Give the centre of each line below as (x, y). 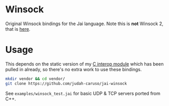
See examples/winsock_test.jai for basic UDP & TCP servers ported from (83, 93)
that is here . (18, 29)
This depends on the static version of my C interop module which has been (84, 64)
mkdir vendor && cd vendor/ (35, 79)
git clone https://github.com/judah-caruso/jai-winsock (66, 83)
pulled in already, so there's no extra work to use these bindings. (73, 69)
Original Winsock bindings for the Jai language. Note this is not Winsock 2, (84, 24)
